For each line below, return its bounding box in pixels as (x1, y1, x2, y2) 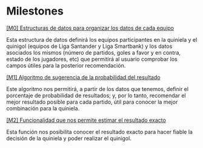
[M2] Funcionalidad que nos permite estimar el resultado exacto (6, 116, 167, 124)
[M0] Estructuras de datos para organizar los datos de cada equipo (6, 24, 175, 32)
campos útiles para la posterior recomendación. (6, 62, 126, 69)
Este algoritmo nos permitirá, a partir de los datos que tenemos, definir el (6, 85, 189, 92)
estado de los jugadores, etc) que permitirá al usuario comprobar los (6, 55, 178, 62)
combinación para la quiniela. (6, 104, 80, 112)
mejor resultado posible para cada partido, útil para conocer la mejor (6, 98, 178, 106)
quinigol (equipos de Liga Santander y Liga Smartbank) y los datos (6, 42, 173, 50)
